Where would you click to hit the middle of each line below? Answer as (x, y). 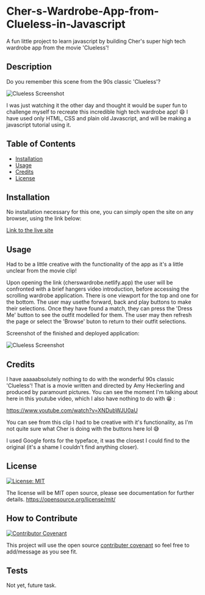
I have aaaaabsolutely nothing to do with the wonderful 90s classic (90, 379)
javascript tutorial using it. (39, 125)
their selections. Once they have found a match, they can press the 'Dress (99, 308)
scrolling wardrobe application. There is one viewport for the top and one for (103, 296)
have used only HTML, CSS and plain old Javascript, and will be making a (99, 118)
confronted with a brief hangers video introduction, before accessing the (98, 289)
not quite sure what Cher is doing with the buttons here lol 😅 (83, 429)
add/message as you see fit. (42, 552)
